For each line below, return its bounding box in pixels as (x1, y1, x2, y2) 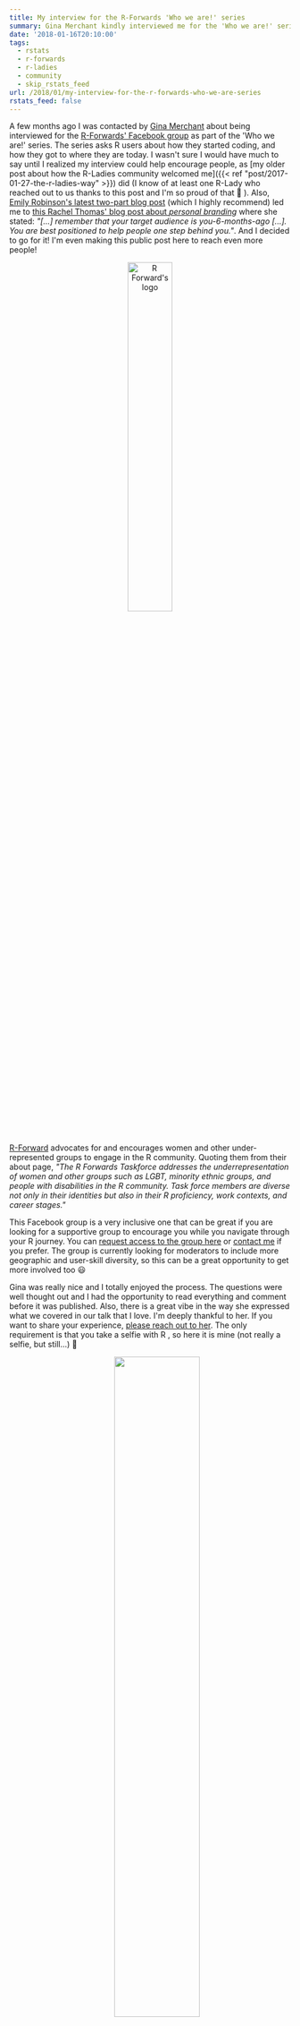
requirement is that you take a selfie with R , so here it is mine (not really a (9, 1329, 281, 1340)
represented (9, 1152, 54, 1163)
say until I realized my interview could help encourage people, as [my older (9, 158, 286, 170)
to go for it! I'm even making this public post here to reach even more (9, 235, 263, 246)
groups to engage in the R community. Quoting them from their (55, 1152, 287, 1163)
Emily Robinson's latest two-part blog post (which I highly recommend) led (9, 197, 284, 208)
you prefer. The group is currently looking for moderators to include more (9, 1245, 279, 1256)
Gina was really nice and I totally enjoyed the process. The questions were (9, 1282, 283, 1293)
